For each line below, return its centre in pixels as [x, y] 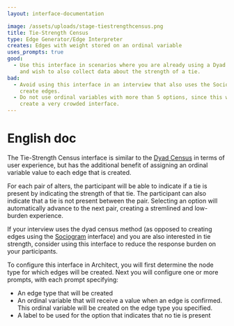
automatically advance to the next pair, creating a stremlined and [100, 208]
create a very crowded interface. [70, 104]
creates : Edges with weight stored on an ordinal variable [95, 46]
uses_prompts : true [36, 52]
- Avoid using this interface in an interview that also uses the [112, 84]
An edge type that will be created [65, 293]
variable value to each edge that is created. [69, 172]
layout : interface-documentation [56, 14]
